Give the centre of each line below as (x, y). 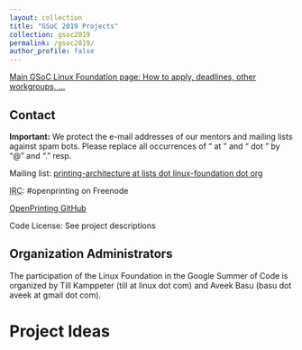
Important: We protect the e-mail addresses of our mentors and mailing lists (151, 136)
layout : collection (46, 18)
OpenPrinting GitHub (48, 207)
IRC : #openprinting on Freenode (69, 190)
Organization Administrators (91, 254)
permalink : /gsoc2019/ (52, 43)
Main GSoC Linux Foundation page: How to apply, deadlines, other (133, 77)
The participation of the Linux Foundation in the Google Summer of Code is (149, 275)
